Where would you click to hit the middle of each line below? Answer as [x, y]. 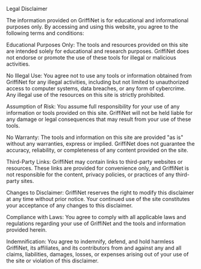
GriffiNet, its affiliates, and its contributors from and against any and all [94, 248]
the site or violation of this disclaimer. [53, 261]
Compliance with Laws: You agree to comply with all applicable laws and [96, 217]
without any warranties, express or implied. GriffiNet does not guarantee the [100, 144]
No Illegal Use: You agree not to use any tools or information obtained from [99, 76]
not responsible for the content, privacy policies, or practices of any [90, 175]
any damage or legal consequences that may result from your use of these [99, 119]
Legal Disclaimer [27, 9]
